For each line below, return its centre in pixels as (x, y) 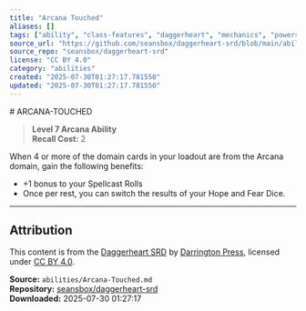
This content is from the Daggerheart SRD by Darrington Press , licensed (145, 252)
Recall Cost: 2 (59, 138)
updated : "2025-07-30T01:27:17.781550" (85, 85)
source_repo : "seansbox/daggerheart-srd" (89, 52)
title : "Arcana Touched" (56, 18)
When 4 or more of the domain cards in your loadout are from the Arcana (147, 156)
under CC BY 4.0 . (42, 262)
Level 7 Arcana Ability (74, 129)
